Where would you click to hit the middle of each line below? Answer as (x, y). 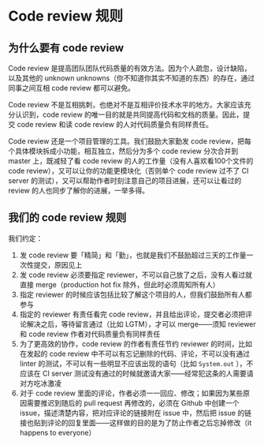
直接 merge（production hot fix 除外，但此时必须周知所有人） (119, 284)
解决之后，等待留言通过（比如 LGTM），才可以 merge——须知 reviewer (141, 323)
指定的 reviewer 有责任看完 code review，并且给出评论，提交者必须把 (132, 314)
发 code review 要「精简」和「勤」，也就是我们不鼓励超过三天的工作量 (133, 255)
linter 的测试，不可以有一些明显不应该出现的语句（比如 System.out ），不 (136, 363)
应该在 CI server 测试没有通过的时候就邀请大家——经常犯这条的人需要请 (136, 373)
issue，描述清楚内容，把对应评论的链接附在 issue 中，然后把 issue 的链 (136, 413)
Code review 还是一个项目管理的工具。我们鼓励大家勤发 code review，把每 (130, 141)
